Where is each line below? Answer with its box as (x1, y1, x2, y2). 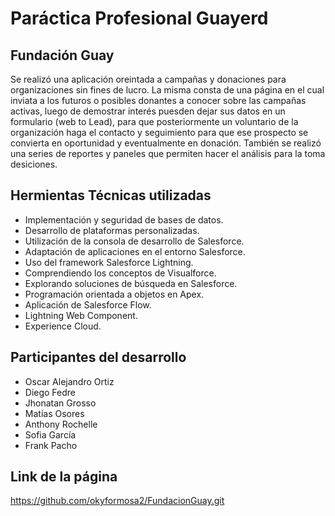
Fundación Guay (10, 47, 115, 64)
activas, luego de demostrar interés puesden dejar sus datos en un (10, 105, 286, 117)
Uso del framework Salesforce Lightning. (24, 256, 194, 268)
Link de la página (10, 468, 118, 486)
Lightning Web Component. (24, 309, 138, 321)
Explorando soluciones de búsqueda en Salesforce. (24, 277, 238, 289)
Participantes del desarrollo (10, 349, 187, 366)
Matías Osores (24, 407, 85, 419)
